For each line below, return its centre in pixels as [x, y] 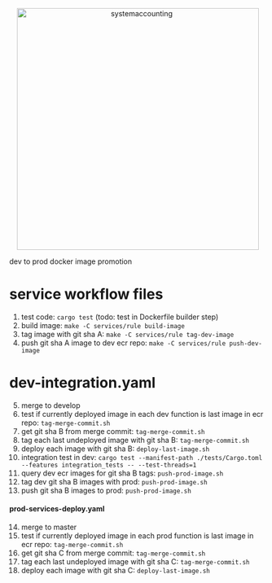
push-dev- [246, 343]
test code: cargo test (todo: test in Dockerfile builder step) [120, 317]
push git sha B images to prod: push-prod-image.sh [106, 490]
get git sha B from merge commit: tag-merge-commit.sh [113, 431]
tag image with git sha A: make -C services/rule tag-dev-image [127, 334]
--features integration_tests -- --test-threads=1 [109, 465]
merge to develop [50, 405]
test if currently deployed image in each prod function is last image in [137, 536]
